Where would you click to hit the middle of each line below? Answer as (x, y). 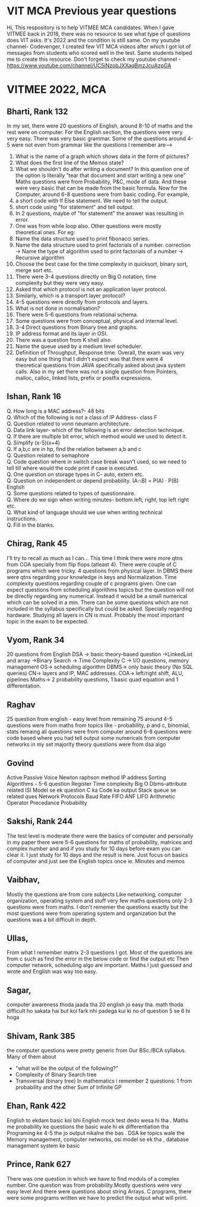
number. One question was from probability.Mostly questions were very (94, 1185)
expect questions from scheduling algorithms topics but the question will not (100, 589)
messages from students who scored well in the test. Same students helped (99, 52)
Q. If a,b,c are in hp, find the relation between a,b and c (74, 449)
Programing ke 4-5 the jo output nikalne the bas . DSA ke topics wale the (96, 1133)
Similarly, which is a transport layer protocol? (70, 295)
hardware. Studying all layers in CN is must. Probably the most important (96, 615)
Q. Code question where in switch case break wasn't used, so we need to (96, 461)
